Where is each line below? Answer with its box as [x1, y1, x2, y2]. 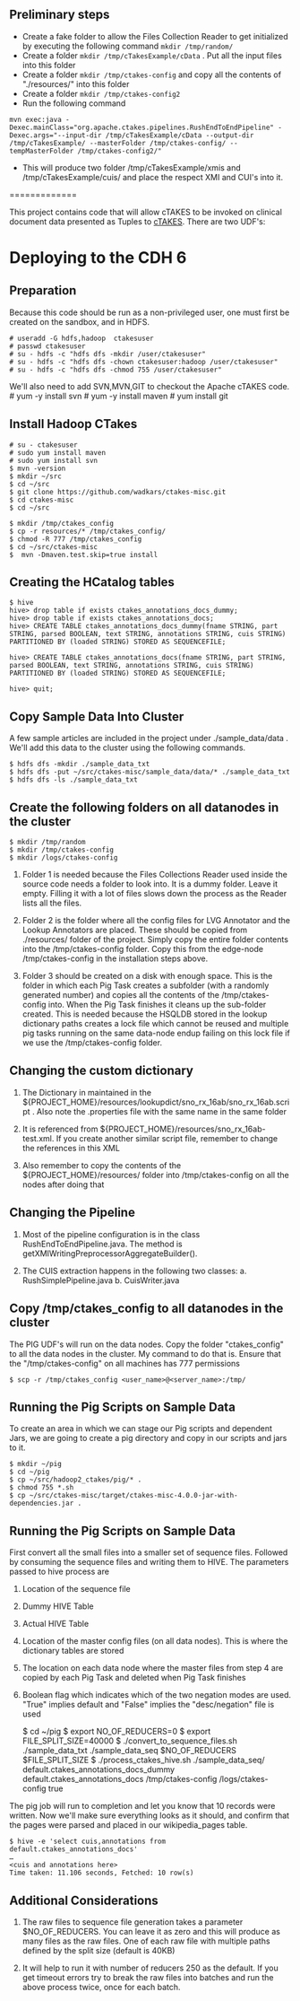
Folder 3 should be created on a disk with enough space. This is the [21, 971, 273, 982]
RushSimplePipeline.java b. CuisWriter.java [21, 1274, 180, 1286]
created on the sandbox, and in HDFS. [9, 316, 150, 327]
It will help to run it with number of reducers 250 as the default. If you [21, 1962, 279, 1973]
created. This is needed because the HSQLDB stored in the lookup [21, 1009, 268, 1019]
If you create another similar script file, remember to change [56, 1132, 279, 1143]
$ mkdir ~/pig [9, 1460, 63, 1469]
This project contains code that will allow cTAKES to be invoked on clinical [9, 206, 282, 217]
